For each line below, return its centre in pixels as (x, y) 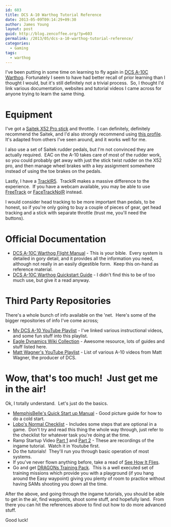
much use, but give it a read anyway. (51, 280)
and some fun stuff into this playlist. (50, 336)
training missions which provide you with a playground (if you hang (83, 473)
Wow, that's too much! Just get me (82, 378)
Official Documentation (56, 239)
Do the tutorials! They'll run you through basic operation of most (81, 451)
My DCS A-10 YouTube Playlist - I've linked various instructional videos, (88, 331)
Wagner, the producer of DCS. (44, 358)
